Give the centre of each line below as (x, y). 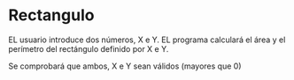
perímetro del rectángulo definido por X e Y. (89, 48)
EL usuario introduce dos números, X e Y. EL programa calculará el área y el (147, 40)
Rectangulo (51, 15)
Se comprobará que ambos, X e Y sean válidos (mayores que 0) (125, 66)
